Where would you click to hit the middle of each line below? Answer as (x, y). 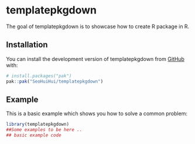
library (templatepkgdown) (37, 124)
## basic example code (34, 135)
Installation (27, 45)
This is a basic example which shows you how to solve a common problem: (97, 114)
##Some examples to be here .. (44, 130)
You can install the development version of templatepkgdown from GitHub (95, 59)
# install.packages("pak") (39, 76)
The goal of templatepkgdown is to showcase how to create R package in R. (98, 26)
